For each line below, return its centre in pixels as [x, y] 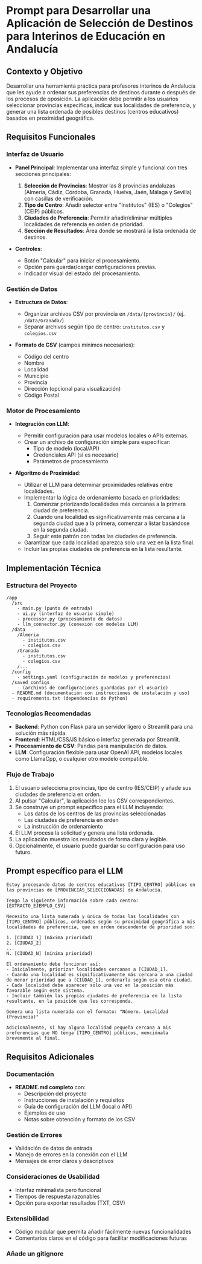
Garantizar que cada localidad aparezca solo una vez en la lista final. [109, 542]
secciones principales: [43, 174]
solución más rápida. [41, 733]
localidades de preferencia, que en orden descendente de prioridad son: [101, 927]
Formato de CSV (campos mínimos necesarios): [75, 345]
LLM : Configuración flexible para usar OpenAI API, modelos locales [99, 752]
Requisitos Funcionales [51, 137]
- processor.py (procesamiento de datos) [70, 619]
